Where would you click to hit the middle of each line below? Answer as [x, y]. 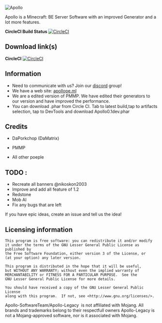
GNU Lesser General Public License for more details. [60, 279]
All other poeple [28, 157]
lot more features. [23, 22]
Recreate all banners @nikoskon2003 [49, 184]
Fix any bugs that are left [37, 205]
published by [18, 250]
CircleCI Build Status [26, 31]
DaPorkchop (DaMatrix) [36, 138]
